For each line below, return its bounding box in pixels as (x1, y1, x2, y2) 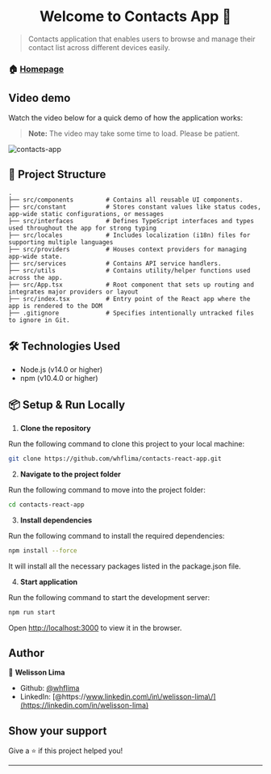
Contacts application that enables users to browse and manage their (27, 34, 256, 44)
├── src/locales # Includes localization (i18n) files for (8, 231, 251, 239)
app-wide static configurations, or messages (8, 210, 164, 218)
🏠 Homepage (8, 63, 65, 74)
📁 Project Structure (8, 167, 106, 181)
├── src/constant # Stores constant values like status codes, (8, 203, 262, 211)
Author (8, 646, 44, 660)
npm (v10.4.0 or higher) (19, 374, 98, 383)
